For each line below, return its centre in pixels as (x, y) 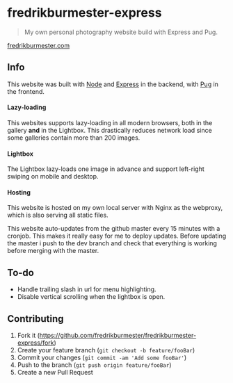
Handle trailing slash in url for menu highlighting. (87, 289)
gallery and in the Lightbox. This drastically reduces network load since (110, 130)
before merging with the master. (53, 251)
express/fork (35, 343)
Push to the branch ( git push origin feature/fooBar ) (94, 365)
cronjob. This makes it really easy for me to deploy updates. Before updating (117, 236)
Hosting (19, 192)
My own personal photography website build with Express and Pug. (121, 32)
